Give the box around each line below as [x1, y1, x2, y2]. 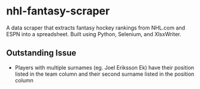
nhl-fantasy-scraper [6, 4, 110, 18]
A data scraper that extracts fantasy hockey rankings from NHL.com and [6, 24, 186, 31]
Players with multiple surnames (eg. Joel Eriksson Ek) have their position [14, 64, 195, 71]
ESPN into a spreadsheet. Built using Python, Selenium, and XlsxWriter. [6, 30, 181, 37]
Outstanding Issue [6, 48, 77, 58]
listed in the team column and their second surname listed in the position [14, 70, 195, 78]
